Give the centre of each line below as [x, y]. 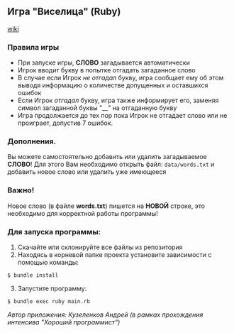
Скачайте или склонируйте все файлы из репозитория [100, 247]
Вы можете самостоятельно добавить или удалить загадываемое [107, 157]
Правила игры [33, 47]
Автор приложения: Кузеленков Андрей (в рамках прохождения [105, 315]
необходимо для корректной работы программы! [83, 213]
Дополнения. [32, 141]
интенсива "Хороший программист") [64, 322]
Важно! [21, 190]
